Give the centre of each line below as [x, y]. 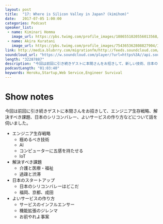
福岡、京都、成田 [36, 192]
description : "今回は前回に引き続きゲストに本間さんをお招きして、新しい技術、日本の [81, 64]
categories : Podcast [26, 23]
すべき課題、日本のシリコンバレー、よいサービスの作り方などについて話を [83, 117]
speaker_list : [19, 28]
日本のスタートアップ [33, 180]
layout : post [18, 9]
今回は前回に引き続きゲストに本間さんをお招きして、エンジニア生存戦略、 [79, 111]
